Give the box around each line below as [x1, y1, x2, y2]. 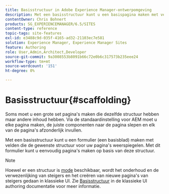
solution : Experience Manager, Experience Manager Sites [5, 40, 127, 45]
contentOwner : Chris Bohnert [5, 17, 66, 22]
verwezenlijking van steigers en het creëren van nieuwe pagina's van [5, 172, 148, 178]
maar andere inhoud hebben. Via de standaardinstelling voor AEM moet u [5, 116, 157, 122]
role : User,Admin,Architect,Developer [5, 49, 87, 54]
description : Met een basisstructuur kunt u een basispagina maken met [5, 12, 158, 17]
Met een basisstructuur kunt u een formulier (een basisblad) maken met [5, 137, 154, 143]
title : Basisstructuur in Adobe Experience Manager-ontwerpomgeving [5, 7, 152, 13]
